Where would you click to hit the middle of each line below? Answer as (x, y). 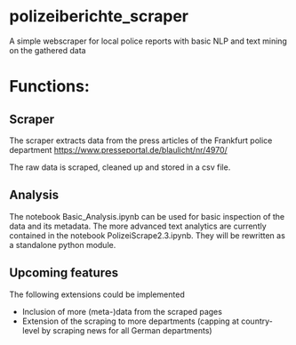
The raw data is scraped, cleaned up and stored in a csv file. (120, 167)
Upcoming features (64, 273)
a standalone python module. (63, 245)
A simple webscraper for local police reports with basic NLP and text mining (148, 41)
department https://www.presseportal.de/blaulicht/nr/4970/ (119, 149)
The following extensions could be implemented (97, 294)
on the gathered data (48, 50)
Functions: (50, 87)
